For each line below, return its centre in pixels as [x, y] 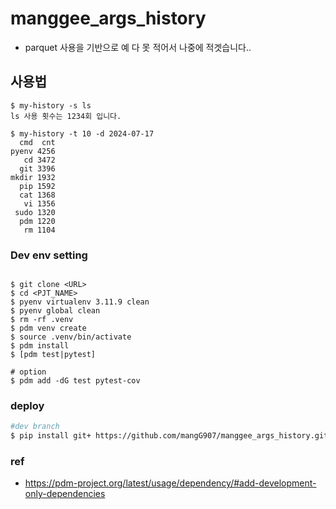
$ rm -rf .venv [42, 320]
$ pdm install [40, 346]
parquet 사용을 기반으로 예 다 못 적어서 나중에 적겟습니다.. [138, 47]
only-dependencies [65, 494]
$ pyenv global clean [55, 311]
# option [28, 372]
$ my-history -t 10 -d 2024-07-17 [82, 133]
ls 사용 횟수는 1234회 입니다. [66, 116]
